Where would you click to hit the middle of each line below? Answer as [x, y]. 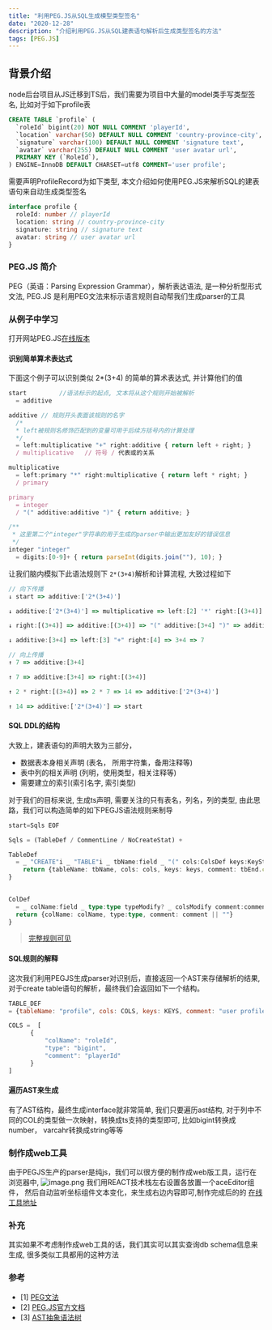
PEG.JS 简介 [33, 266]
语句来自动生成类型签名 [47, 192]
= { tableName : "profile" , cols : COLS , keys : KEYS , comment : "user [123, 1011]
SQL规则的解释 [33, 959]
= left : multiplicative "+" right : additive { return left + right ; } [134, 445]
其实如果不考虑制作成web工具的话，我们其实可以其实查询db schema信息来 [133, 1245]
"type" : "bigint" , [75, 1049]
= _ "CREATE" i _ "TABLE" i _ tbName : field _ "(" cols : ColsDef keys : [132, 862]
